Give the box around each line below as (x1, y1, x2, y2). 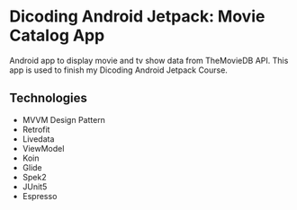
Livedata (22, 133, 55, 144)
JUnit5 (22, 181, 48, 192)
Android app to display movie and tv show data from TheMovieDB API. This (9, 55, 289, 66)
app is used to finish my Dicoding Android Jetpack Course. (9, 65, 228, 75)
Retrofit (22, 124, 50, 135)
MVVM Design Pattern (22, 114, 106, 125)
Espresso (22, 190, 58, 201)
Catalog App (9, 25, 105, 46)
